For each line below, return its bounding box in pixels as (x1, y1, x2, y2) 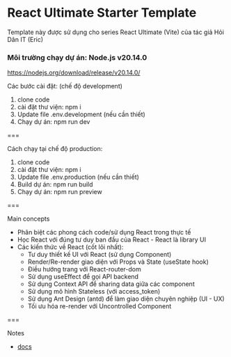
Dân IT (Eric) (7, 35, 44, 43)
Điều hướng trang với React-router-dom (27, 265, 141, 273)
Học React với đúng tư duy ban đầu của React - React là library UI (17, 235, 207, 244)
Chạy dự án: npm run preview (17, 188, 102, 196)
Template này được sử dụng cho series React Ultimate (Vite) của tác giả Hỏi (7, 28, 225, 36)
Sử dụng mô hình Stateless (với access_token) (27, 287, 161, 296)
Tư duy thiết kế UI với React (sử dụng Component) (27, 251, 172, 259)
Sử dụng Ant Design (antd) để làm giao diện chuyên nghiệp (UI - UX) (27, 294, 225, 303)
